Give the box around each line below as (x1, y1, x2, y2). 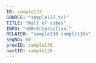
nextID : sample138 (6, 48, 53, 54)
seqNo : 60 (6, 37, 32, 43)
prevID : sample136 (6, 43, 53, 49)
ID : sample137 (6, 8, 43, 15)
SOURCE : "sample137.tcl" (6, 14, 69, 20)
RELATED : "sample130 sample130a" (6, 31, 91, 37)
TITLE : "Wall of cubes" (6, 20, 67, 26)
